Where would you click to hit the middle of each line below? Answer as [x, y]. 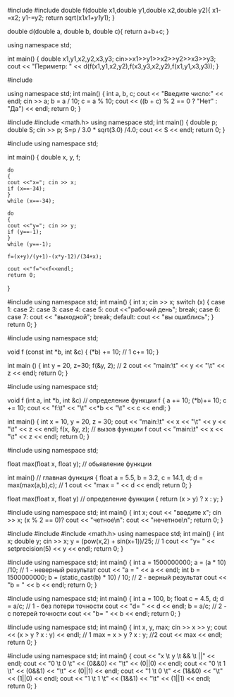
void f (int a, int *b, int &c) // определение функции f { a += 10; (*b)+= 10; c [117, 400]
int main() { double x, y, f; [44, 157]
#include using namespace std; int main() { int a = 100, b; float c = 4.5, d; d [116, 598]
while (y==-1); [30, 244]
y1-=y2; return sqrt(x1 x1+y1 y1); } [68, 18]
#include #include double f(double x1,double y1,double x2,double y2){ [109, 10]
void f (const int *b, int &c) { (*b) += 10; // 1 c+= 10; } [83, 352]
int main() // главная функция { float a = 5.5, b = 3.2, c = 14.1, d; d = [105, 477]
